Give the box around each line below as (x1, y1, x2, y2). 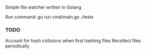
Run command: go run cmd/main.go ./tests (5, 14, 94, 19)
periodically (5, 43, 30, 49)
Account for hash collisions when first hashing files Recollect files (5, 37, 141, 44)
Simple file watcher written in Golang (5, 4, 82, 10)
